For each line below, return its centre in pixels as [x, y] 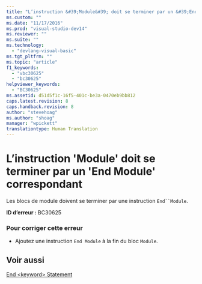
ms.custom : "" [24, 17]
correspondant [44, 184]
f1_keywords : [23, 68]
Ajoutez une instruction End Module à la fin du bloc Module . [86, 241]
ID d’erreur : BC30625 [34, 212]
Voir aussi [25, 260]
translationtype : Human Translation [52, 129]
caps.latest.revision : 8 [37, 101]
